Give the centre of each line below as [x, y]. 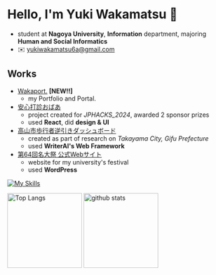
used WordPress [52, 170]
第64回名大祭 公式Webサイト [60, 154]
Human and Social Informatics [62, 41]
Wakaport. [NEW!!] [45, 91]
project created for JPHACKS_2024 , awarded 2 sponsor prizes [119, 115]
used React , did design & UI [68, 122]
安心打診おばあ [39, 107]
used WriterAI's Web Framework [76, 146]
